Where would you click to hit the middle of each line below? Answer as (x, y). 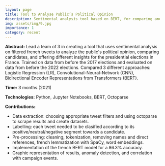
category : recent (23, 33)
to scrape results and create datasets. (51, 121)
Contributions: (20, 107)
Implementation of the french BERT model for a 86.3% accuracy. (78, 148)
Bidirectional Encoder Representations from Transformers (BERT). (72, 78)
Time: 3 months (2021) (28, 87)
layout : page (18, 10)
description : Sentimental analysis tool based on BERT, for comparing (79, 19)
